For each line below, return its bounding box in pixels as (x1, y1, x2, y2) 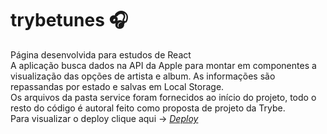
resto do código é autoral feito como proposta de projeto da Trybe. (10, 102, 286, 114)
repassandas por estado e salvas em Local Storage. (10, 80, 225, 92)
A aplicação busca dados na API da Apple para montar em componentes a (10, 59, 317, 71)
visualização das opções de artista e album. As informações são (10, 70, 276, 82)
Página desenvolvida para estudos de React (10, 48, 192, 61)
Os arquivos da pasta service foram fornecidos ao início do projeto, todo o (10, 91, 317, 103)
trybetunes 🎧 (10, 9, 129, 32)
